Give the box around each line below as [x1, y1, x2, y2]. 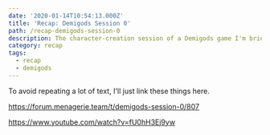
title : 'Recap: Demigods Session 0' [8, 19, 131, 27]
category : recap [8, 42, 63, 50]
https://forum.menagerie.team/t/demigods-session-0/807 [8, 101, 199, 111]
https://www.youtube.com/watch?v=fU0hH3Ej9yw [8, 117, 175, 127]
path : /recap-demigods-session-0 [8, 27, 121, 35]
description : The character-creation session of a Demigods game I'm [8, 34, 247, 43]
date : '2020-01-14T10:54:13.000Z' [8, 11, 125, 20]
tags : [8, 49, 27, 57]
